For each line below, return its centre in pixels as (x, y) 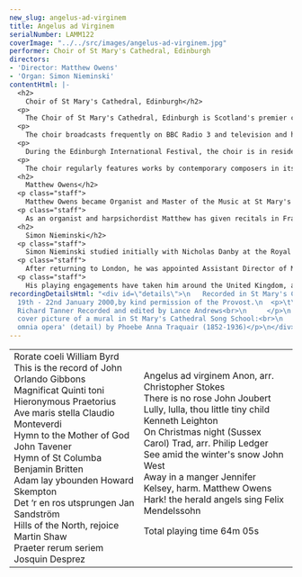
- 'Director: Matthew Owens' (64, 68)
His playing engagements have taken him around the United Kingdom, (156, 285)
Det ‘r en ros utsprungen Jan (74, 503)
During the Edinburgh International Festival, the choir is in (147, 151)
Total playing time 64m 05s (201, 531)
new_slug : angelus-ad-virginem (68, 18)
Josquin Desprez (49, 559)
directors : (30, 59)
